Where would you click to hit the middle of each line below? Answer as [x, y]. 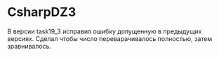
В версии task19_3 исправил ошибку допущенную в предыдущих [105, 31]
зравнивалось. [29, 46]
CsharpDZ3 [42, 12]
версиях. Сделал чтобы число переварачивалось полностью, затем [110, 38]
